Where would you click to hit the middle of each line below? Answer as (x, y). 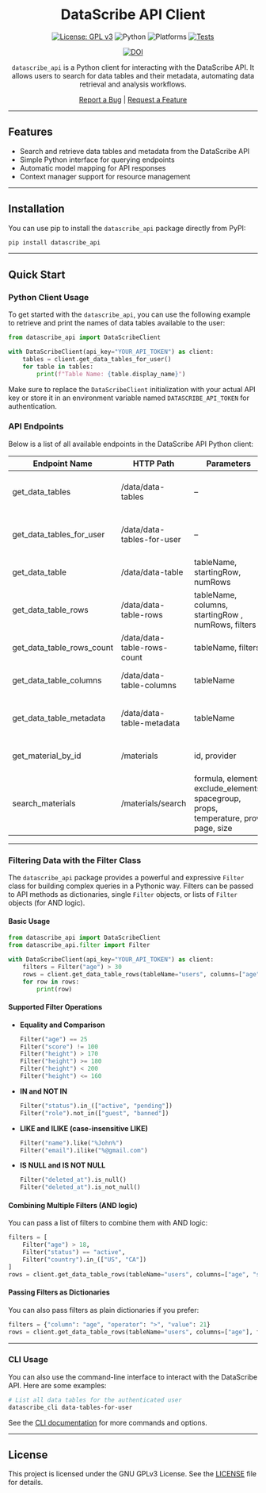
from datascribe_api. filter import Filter (79, 945)
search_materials (44, 803)
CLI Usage (28, 1360)
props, (206, 808)
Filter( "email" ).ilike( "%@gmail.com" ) (84, 1150)
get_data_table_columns (57, 680)
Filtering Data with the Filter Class (75, 860)
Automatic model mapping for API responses (93, 167)
